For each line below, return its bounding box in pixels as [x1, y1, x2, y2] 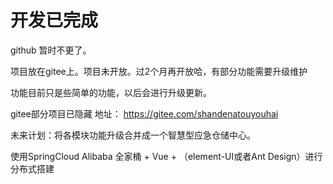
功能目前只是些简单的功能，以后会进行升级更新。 [10, 86, 212, 98]
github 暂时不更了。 [10, 44, 92, 56]
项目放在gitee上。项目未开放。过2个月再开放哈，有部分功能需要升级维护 [10, 65, 308, 77]
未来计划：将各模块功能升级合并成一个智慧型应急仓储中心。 [10, 129, 256, 141]
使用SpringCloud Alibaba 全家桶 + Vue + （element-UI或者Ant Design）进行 [10, 150, 323, 162]
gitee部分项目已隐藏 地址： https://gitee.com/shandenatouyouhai [10, 107, 279, 120]
